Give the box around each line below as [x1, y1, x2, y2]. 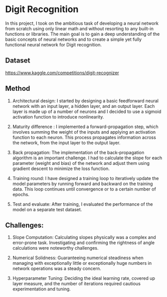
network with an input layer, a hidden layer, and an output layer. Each [12, 103, 155, 109]
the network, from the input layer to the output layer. [12, 140, 121, 146]
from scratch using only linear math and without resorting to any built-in [5, 25, 154, 31]
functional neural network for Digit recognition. [5, 41, 102, 47]
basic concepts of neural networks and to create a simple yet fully [5, 36, 142, 42]
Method [5, 84, 31, 93]
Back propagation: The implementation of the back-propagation [12, 149, 144, 155]
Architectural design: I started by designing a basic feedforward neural [12, 97, 159, 104]
